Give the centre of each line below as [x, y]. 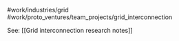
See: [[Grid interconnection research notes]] [70, 30]
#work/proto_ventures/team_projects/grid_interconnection [90, 17]
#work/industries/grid [38, 10]
